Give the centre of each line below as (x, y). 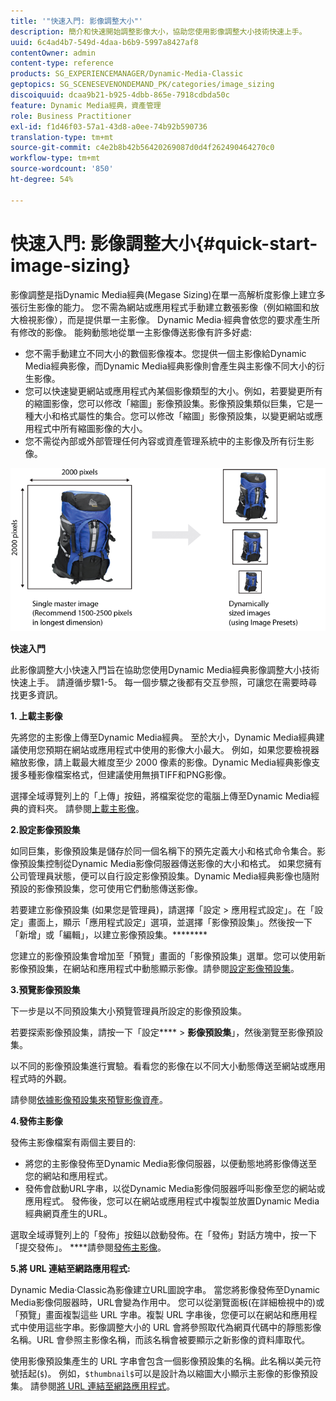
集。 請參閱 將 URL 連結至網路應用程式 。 (93, 1386)
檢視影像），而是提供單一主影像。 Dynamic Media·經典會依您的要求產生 (165, 319)
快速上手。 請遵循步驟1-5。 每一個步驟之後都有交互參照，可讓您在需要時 (159, 682)
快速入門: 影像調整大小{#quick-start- (164, 243)
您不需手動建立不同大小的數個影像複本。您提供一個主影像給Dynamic (165, 353)
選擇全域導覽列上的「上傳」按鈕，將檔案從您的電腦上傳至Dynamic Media (161, 796)
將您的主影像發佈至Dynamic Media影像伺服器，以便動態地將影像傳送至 (171, 1164)
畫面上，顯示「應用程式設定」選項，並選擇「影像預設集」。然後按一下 (170, 922)
